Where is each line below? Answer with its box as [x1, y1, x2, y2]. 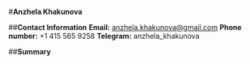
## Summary [8, 47, 51, 56]
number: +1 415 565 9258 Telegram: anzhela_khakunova [8, 32, 200, 41]
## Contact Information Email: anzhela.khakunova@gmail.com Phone [8, 23, 242, 32]
